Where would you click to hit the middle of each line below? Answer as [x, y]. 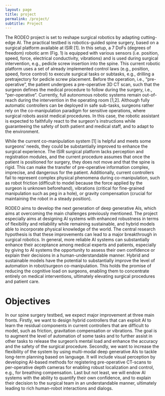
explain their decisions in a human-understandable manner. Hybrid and [77, 255]
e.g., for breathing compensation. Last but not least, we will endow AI [76, 373]
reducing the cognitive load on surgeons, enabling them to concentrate [77, 271]
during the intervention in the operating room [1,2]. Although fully [84, 100]
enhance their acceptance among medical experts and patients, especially [81, 245]
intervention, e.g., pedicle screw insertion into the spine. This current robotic [83, 64]
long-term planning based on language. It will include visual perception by [80, 357]
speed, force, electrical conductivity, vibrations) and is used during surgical [82, 58]
